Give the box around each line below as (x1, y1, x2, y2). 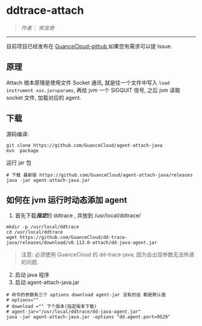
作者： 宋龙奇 (20, 24, 55, 31)
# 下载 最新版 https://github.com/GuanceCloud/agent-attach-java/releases (6, 172, 194, 178)
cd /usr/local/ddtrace (6, 229, 63, 235)
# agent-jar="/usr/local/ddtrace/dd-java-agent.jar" (6, 309, 141, 315)
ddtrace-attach (6, 4, 84, 17)
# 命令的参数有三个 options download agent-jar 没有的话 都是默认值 (6, 292, 167, 298)
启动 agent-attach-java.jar (14, 279, 80, 286)
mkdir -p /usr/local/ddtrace (6, 224, 79, 230)
